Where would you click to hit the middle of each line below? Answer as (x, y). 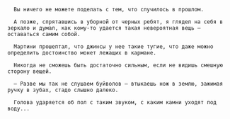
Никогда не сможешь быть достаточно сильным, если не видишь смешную (118, 65)
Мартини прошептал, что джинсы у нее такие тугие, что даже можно (114, 47)
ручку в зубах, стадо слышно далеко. (63, 90)
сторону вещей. (30, 72)
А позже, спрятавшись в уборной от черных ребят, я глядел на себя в (118, 22)
